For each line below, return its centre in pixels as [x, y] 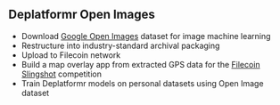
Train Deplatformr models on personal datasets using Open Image [142, 83]
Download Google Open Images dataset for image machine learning [146, 36]
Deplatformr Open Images [82, 15]
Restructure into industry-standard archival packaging [120, 45]
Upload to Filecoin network [71, 55]
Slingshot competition [61, 74]
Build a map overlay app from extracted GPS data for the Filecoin [140, 64]
